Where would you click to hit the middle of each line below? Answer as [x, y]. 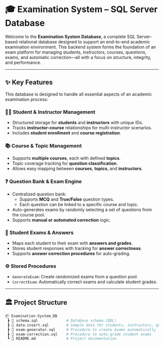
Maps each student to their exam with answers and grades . [72, 243]
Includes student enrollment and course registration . [66, 133]
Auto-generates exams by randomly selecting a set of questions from [82, 210]
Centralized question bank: [39, 194]
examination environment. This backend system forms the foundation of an [81, 47]
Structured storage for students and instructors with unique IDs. [77, 123]
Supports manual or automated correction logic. [61, 220]
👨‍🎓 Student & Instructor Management [50, 112]
